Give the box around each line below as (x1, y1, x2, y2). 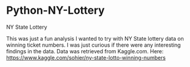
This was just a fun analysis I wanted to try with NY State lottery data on (6, 35, 184, 42)
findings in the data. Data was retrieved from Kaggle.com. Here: (6, 47, 164, 54)
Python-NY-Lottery (6, 4, 105, 17)
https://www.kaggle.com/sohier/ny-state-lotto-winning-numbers (6, 54, 166, 61)
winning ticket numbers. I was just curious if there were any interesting (6, 41, 181, 48)
